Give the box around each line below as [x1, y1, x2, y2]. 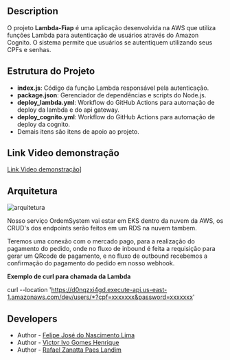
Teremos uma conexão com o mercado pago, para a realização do [7, 237, 196, 245]
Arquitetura [7, 185, 58, 197]
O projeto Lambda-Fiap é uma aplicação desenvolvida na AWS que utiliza [7, 23, 216, 32]
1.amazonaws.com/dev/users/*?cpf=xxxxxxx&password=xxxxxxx [7, 293, 194, 301]
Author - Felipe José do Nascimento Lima [16, 331, 135, 339]
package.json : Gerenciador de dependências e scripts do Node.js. [16, 91, 207, 99]
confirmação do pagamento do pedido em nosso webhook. [7, 259, 175, 267]
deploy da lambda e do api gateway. [16, 106, 120, 114]
